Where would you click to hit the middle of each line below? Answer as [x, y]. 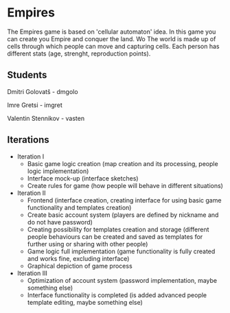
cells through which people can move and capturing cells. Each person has [113, 46]
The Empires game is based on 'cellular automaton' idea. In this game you [112, 32]
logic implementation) [58, 171]
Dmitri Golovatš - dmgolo [43, 91]
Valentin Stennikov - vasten [46, 118]
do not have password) [60, 222]
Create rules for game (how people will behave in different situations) [125, 185]
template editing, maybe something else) [85, 302]
